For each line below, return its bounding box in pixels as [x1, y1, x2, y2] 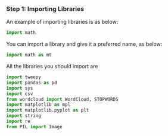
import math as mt [6, 52, 52, 58]
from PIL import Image [6, 124, 63, 129]
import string [6, 113, 42, 119]
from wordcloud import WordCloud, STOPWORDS [6, 96, 119, 102]
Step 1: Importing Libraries [6, 5, 85, 13]
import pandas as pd [6, 80, 58, 86]
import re [6, 118, 31, 125]
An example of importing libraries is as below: [6, 18, 119, 26]
